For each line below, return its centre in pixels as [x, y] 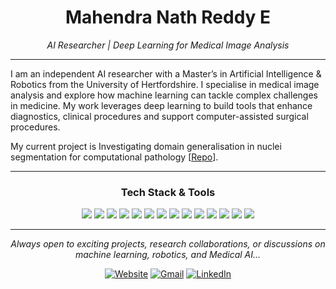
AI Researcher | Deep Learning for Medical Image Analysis [168, 45]
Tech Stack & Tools [168, 192]
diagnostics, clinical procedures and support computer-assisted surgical [159, 116]
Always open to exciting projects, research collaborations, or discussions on [168, 244]
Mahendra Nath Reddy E [168, 17]
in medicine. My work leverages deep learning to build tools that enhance [161, 105]
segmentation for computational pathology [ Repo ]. [114, 157]
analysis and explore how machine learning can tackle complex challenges [164, 95]
